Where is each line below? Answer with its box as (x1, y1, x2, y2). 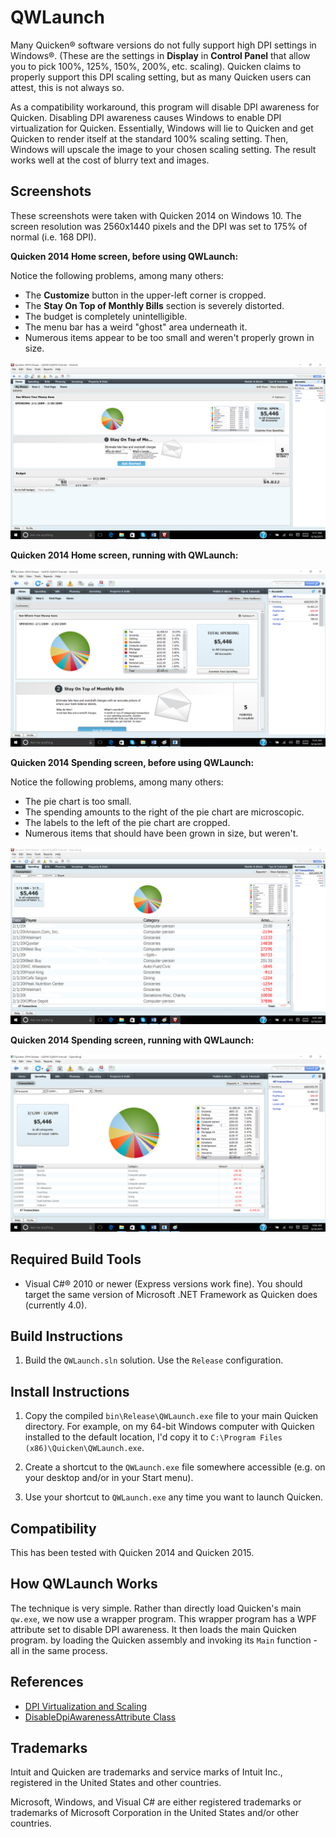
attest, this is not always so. (10, 81, 125, 93)
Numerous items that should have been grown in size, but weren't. (24, 827, 299, 839)
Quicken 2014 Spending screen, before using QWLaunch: (10, 756, 255, 768)
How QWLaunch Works (10, 1576, 158, 1593)
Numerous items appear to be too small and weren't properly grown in (24, 331, 315, 343)
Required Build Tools (10, 1251, 142, 1268)
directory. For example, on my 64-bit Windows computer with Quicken (24, 1421, 315, 1433)
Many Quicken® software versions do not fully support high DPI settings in (10, 39, 317, 51)
